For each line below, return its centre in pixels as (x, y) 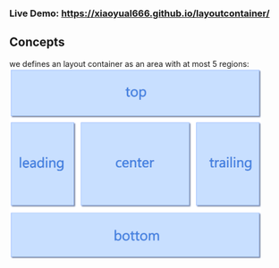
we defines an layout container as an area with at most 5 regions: (129, 63)
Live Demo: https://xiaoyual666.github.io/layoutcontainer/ (139, 13)
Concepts (37, 42)
